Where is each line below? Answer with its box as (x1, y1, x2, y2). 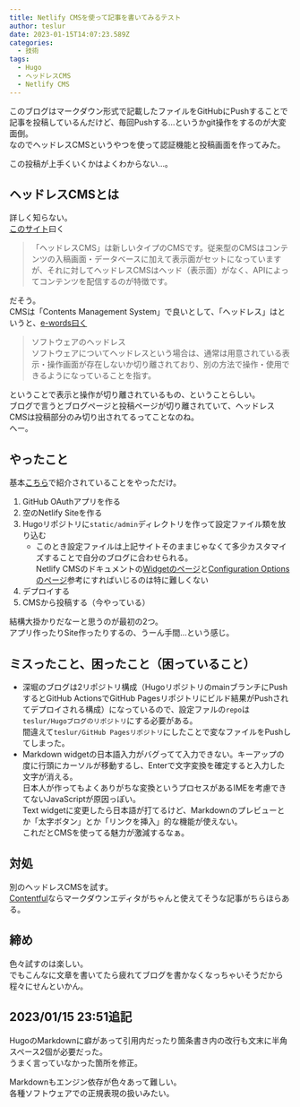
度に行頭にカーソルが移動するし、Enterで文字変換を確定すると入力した (21, 760, 286, 771)
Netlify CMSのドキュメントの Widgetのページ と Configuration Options (35, 564, 290, 575)
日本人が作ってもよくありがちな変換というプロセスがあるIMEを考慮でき (21, 783, 287, 793)
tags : (9, 55, 30, 64)
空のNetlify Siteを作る (21, 507, 103, 518)
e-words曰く (39, 317, 88, 328)
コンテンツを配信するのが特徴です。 (39, 276, 173, 287)
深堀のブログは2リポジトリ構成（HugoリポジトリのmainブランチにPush (21, 682, 288, 693)
